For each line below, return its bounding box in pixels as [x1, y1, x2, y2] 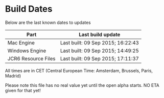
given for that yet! [5, 87, 41, 93]
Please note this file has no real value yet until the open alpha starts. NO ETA [5, 82, 160, 88]
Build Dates [5, 3, 53, 15]
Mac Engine [7, 39, 35, 46]
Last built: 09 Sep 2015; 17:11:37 [60, 55, 139, 62]
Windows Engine [7, 47, 47, 54]
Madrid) [5, 73, 21, 78]
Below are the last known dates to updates [5, 20, 91, 25]
